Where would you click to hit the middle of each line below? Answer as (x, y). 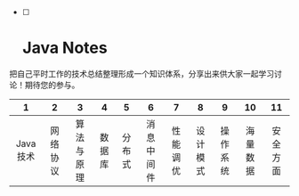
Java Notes (65, 48)
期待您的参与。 (52, 85)
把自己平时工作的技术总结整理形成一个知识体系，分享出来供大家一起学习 (141, 73)
